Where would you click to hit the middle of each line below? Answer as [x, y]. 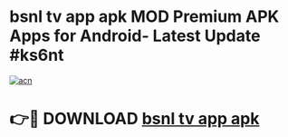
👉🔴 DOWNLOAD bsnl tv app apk [134, 119]
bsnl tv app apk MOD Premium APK [144, 17]
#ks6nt [37, 55]
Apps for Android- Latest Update [135, 36]
